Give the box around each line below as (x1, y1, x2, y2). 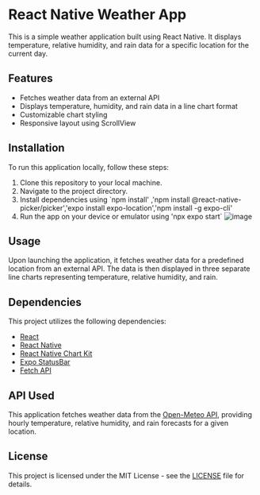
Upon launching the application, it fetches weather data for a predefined (8, 256, 244, 265)
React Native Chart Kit (19, 349, 93, 358)
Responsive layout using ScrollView (19, 118, 136, 128)
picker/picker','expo (19, 203, 85, 212)
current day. (8, 48, 48, 58)
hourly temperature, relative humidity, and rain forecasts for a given (8, 419, 228, 427)
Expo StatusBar (19, 358, 71, 367)
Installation (8, 141, 65, 155)
